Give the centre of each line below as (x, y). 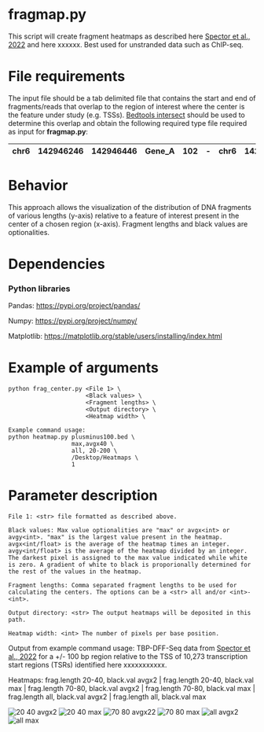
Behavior (38, 186)
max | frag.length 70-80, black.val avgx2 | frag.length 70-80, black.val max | (132, 689)
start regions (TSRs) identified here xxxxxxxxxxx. (88, 665)
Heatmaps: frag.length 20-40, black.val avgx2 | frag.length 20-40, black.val (131, 680)
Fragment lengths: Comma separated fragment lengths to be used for (123, 586)
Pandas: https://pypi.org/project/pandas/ (74, 306)
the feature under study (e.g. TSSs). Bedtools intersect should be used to (126, 115)
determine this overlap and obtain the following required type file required (128, 123)
